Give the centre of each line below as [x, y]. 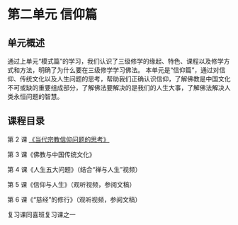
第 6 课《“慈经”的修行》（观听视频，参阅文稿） [74, 200]
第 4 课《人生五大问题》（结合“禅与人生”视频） [74, 169]
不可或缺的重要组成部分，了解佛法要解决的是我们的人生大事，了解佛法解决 [116, 88]
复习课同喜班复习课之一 [41, 214]
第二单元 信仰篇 [52, 15]
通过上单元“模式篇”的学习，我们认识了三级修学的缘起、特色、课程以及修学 [116, 61]
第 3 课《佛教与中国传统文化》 [51, 154]
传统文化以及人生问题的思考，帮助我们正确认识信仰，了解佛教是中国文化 [125, 79]
